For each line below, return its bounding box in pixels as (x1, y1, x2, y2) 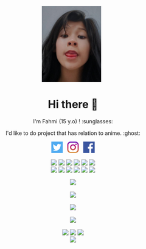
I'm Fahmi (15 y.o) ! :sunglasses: (33, 117, 113, 124)
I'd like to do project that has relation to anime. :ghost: (5, 129, 141, 137)
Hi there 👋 (47, 98, 99, 112)
